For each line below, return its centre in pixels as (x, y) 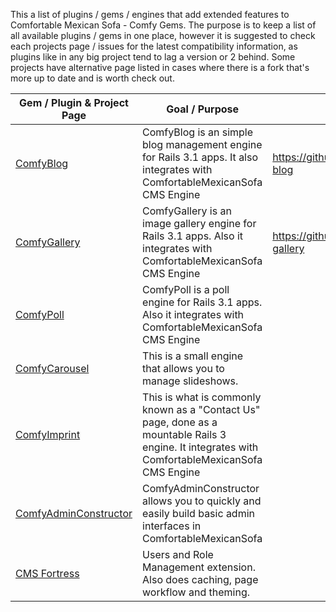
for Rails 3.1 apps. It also (200, 157)
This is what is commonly (202, 397)
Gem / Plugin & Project (74, 102)
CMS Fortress (47, 573)
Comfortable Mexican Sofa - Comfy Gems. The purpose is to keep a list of (163, 25)
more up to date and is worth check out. (92, 78)
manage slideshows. (190, 381)
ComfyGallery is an (187, 211)
